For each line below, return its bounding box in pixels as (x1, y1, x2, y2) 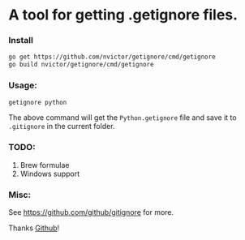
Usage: (8, 79, 38, 91)
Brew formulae (19, 160, 70, 169)
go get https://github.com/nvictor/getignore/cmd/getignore (8, 53, 217, 62)
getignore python (8, 98, 67, 106)
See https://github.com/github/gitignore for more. (8, 208, 174, 216)
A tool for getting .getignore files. (8, 6, 238, 24)
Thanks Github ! (8, 223, 60, 233)
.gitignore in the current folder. (8, 122, 115, 131)
